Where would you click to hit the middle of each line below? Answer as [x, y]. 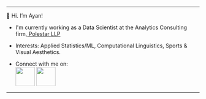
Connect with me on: [42, 64]
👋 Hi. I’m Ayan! [25, 15]
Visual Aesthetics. [38, 52]
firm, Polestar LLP [38, 34]
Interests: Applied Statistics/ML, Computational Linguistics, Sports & [101, 46]
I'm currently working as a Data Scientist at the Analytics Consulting [101, 27]
